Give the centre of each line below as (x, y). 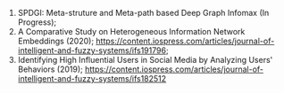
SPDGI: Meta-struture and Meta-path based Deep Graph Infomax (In (143, 13)
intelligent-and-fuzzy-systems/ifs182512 (92, 78)
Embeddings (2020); (56, 41)
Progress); (37, 22)
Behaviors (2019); (50, 69)
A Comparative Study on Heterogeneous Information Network (131, 31)
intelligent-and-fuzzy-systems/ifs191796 (92, 50)
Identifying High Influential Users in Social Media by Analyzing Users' (145, 60)
